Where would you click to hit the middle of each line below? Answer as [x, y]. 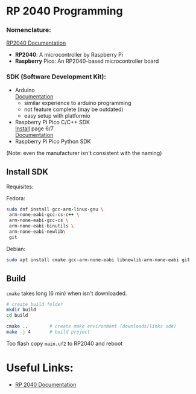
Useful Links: [40, 368]
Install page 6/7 [34, 129]
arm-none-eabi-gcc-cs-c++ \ [44, 215]
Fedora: [16, 198]
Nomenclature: [29, 30]
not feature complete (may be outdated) [74, 109]
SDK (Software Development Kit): [56, 77]
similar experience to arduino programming [77, 103]
